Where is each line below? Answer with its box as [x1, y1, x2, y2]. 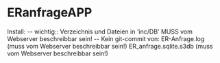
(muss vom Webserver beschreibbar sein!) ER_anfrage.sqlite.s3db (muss [7, 42, 213, 50]
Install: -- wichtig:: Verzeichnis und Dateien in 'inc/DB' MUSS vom [7, 27, 193, 36]
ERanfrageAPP [7, 5, 93, 21]
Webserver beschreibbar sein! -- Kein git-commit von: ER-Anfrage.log [7, 34, 205, 42]
